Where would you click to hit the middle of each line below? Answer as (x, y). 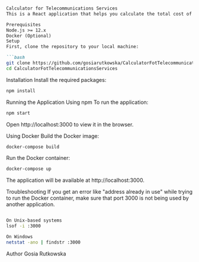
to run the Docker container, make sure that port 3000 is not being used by (98, 198)
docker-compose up (29, 169)
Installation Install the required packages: (56, 80)
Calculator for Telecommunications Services (62, 8)
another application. (31, 204)
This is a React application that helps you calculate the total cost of (99, 14)
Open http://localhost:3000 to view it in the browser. (70, 124)
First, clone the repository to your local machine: (73, 47)
